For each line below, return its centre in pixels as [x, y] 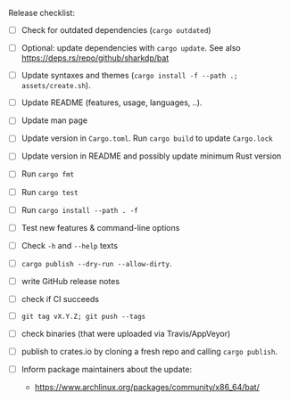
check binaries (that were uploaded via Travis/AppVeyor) [126, 333]
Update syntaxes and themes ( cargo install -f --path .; [129, 76]
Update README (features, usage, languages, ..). [112, 102]
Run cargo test [50, 192]
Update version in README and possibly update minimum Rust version [151, 156]
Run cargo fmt [48, 174]
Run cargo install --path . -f [80, 209]
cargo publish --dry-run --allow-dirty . [96, 263]
